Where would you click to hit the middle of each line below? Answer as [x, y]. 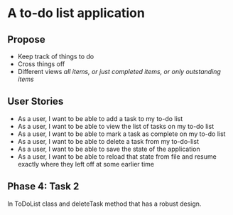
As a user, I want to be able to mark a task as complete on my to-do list [121, 134]
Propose [26, 40]
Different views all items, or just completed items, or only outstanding [119, 72]
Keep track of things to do [56, 56]
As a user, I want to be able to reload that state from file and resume [117, 156]
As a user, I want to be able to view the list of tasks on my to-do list [116, 126]
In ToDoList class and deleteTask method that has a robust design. [104, 204]
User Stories [36, 101]
